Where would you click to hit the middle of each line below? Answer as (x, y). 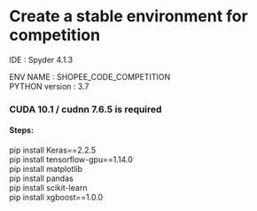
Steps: (21, 130)
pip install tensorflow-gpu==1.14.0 (71, 160)
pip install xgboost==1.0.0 (56, 198)
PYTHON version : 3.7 (49, 86)
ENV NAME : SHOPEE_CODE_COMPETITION (90, 76)
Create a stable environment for (128, 16)
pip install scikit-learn (48, 188)
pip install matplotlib (46, 169)
